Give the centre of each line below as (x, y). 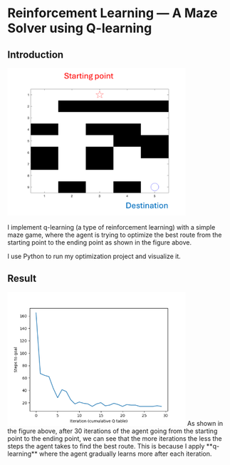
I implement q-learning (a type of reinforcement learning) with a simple (111, 228)
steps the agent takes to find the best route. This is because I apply (106, 446)
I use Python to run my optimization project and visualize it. (94, 256)
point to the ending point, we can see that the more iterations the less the (115, 438)
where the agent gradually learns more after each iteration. (125, 454)
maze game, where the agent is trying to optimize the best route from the (115, 235)
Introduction (36, 55)
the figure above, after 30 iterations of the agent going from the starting (113, 431)
